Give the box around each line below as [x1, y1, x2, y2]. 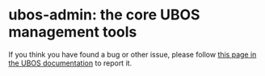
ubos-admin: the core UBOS [8, 6, 200, 24]
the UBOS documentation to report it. [8, 58, 132, 68]
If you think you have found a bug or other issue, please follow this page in [8, 49, 257, 59]
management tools [8, 23, 137, 41]
